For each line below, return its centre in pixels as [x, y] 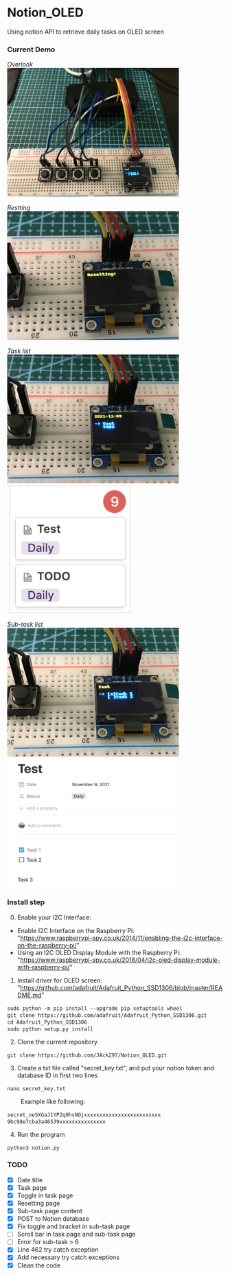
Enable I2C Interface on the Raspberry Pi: [76, 930]
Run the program [41, 1134]
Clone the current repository [57, 1042]
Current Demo [31, 49]
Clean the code [38, 1265]
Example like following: [53, 1101]
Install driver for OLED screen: [60, 980]
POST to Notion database [53, 1219]
